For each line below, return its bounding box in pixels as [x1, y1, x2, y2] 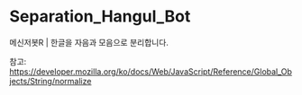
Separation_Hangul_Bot [9, 6, 191, 27]
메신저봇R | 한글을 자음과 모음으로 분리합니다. [9, 37, 169, 47]
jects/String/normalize [9, 75, 92, 86]
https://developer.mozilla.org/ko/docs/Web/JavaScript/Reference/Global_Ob [9, 65, 293, 77]
